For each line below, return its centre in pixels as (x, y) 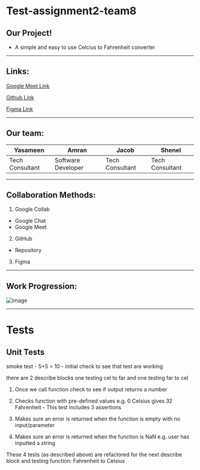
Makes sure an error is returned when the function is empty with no (97, 419)
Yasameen (29, 150)
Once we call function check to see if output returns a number (91, 390)
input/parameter (35, 425)
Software (67, 160)
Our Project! (29, 33)
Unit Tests (25, 352)
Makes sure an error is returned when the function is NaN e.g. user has (102, 437)
